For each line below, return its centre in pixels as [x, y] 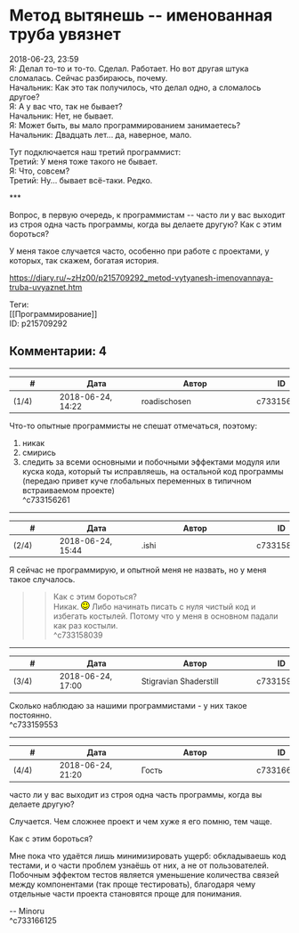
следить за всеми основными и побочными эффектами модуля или [151, 462]
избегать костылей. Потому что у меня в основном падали [166, 616]
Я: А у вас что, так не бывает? [66, 106]
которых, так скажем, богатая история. [84, 260]
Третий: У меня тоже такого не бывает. [84, 161]
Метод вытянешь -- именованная [141, 16]
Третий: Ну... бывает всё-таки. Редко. [81, 180]
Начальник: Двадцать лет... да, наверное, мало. [101, 134]
